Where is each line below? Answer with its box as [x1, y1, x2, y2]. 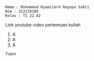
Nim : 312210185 [5, 9, 39, 14]
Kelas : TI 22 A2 [5, 13, 41, 18]
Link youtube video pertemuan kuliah [5, 22, 81, 28]
